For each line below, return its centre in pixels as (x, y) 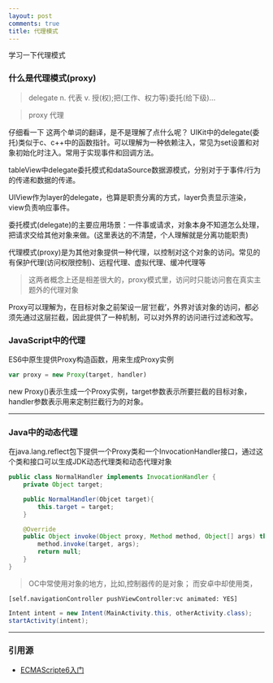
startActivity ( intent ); (49, 620)
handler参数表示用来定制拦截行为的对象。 (78, 401)
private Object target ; (63, 485)
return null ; (60, 552)
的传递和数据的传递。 (44, 180)
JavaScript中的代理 (47, 340)
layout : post (30, 16)
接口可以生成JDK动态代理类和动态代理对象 (101, 462)
